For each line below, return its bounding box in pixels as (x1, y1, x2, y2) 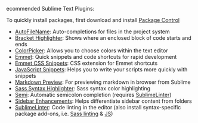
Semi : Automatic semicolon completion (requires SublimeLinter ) (14, 92, 172, 98)
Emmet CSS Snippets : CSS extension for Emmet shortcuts (14, 59, 158, 67)
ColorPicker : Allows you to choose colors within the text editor (14, 47, 168, 54)
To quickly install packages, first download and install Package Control (6, 17, 180, 23)
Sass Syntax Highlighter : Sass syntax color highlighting (14, 85, 151, 92)
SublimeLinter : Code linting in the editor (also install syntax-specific (14, 104, 181, 111)
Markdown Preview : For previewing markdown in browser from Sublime (14, 78, 191, 86)
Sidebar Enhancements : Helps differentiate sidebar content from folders (14, 97, 192, 105)
